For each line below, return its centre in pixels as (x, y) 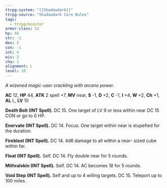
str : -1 (13, 38)
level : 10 (16, 71)
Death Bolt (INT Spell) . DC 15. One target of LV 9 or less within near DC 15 (82, 110)
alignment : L (19, 66)
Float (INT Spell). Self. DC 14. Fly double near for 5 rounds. (67, 156)
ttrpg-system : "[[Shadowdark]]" (39, 10)
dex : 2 (12, 43)
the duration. (18, 131)
